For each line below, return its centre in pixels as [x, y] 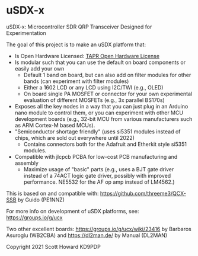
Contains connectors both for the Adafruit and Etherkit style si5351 [105, 144]
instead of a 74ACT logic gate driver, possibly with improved [97, 175]
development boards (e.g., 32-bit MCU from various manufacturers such [103, 119]
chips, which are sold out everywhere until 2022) [75, 137]
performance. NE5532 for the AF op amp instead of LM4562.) [99, 182]
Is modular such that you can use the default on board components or [100, 62]
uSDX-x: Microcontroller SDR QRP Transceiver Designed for [79, 27]
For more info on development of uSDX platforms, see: [73, 211]
